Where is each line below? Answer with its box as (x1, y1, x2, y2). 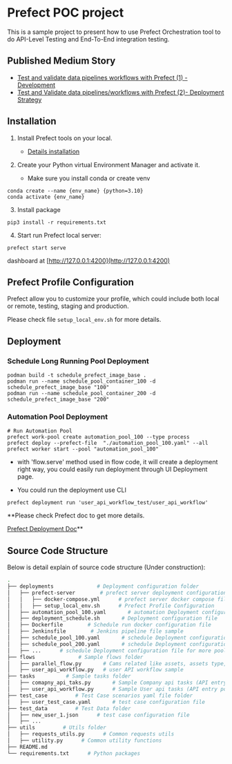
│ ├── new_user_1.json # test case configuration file (7, 712, 190, 718)
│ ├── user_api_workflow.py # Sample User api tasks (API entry (7, 686, 217, 693)
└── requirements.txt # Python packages (7, 749, 140, 757)
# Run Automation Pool (7, 428, 72, 434)
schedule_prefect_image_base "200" (7, 396, 110, 403)
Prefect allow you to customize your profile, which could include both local (7, 295, 220, 303)
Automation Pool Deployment (7, 412, 108, 421)
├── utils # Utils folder (7, 724, 107, 732)
